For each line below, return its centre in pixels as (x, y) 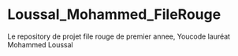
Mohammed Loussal (40, 44)
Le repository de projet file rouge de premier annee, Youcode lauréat (119, 36)
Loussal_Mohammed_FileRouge (114, 15)
